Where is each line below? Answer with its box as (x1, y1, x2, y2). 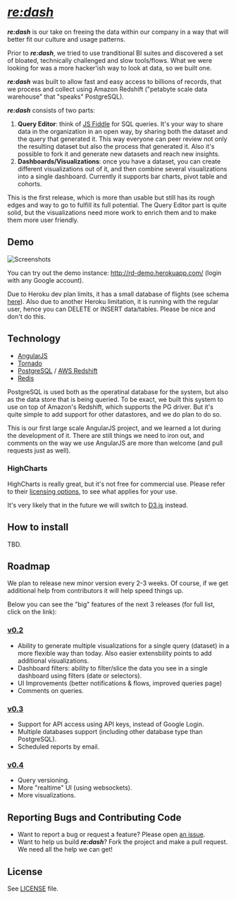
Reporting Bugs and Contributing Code (7, 812, 182, 824)
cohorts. (17, 179, 42, 188)
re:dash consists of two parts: (7, 106, 95, 114)
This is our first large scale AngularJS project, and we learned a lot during (7, 424, 221, 432)
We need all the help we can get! (17, 845, 113, 854)
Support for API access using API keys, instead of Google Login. (17, 720, 204, 728)
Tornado (17, 359, 42, 367)
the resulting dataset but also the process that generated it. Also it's (17, 142, 215, 150)
